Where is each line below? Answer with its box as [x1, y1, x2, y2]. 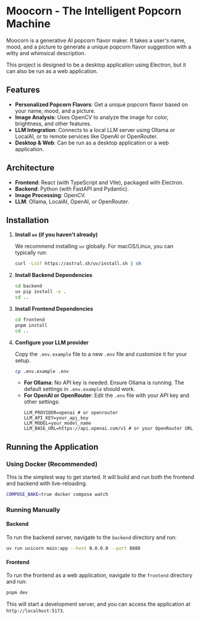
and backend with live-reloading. [6, 480, 87, 487]
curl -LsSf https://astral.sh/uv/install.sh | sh [14, 261, 142, 267]
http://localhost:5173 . [6, 607, 65, 614]
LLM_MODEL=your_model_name [23, 420, 92, 426]
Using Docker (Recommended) [6, 460, 98, 468]
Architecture [6, 163, 55, 173]
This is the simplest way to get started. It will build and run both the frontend [6, 474, 195, 481]
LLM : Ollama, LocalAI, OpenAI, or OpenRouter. [14, 198, 130, 205]
